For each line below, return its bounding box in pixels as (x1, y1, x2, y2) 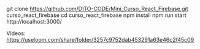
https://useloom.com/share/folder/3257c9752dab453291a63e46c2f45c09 (6, 36, 194, 43)
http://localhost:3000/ (6, 18, 63, 25)
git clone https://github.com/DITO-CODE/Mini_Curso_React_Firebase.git (6, 5, 188, 12)
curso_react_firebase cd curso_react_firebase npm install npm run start (6, 11, 187, 19)
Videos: (6, 30, 26, 37)
